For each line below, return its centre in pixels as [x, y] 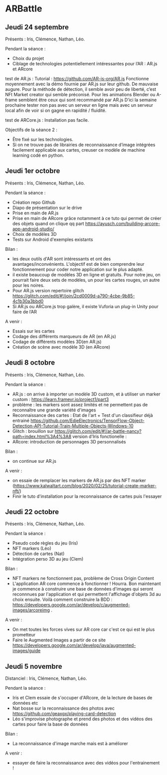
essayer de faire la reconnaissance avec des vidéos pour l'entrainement [86, 763]
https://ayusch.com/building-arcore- [123, 223]
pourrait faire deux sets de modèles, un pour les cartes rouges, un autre [86, 280]
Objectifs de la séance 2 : [31, 130]
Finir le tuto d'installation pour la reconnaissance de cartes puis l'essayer [87, 496]
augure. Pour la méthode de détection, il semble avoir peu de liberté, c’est [81, 89]
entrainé [21, 420]
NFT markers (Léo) [32, 549]
